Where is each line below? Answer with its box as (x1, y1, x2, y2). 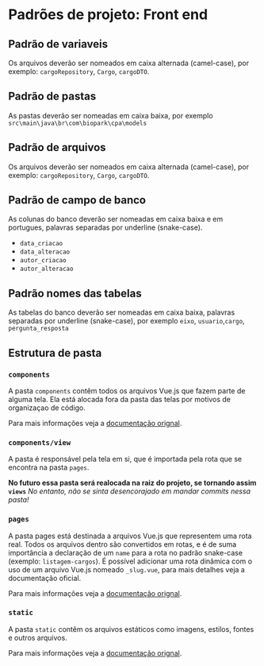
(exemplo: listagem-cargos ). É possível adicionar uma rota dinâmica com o (8, 556, 252, 566)
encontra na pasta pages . (8, 463, 90, 472)
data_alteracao (19, 248, 71, 256)
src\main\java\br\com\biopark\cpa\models (8, 119, 147, 127)
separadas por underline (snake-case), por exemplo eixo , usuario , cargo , (8, 316, 245, 326)
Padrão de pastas (8, 90, 97, 103)
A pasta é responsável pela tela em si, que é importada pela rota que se (8, 455, 243, 464)
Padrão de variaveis (8, 37, 109, 51)
